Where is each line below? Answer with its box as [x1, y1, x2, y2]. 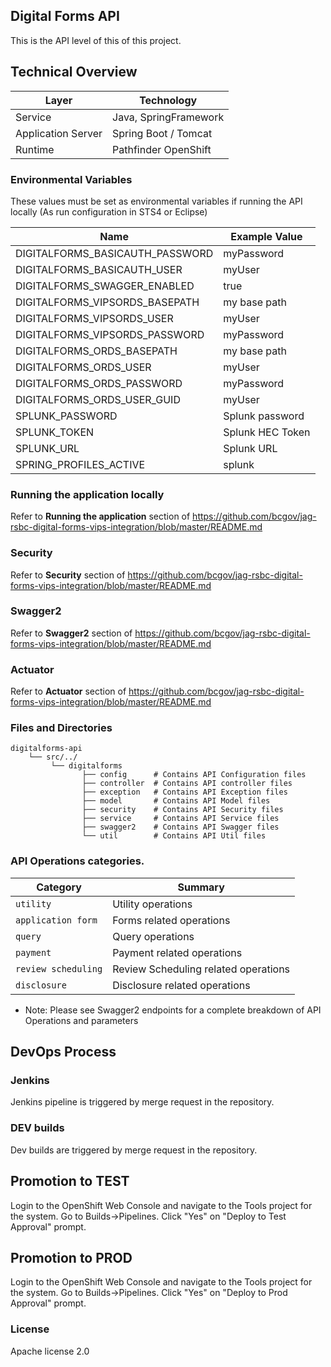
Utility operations [112, 897, 193, 911]
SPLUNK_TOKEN [15, 425, 95, 439]
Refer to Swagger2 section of [10, 627, 133, 639]
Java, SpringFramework [112, 110, 225, 124]
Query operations [112, 929, 195, 943]
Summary [177, 880, 225, 894]
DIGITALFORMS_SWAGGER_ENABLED [15, 279, 195, 293]
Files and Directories [10, 721, 113, 735]
